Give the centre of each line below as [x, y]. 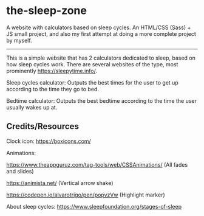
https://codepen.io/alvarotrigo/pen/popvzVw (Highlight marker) [86, 195]
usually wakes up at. [32, 107]
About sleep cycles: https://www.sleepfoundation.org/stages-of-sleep [94, 206]
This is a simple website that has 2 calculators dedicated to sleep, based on [101, 58]
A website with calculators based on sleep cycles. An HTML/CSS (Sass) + [99, 27]
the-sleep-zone [46, 11]
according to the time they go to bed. [53, 89]
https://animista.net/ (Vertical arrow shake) [60, 183]
